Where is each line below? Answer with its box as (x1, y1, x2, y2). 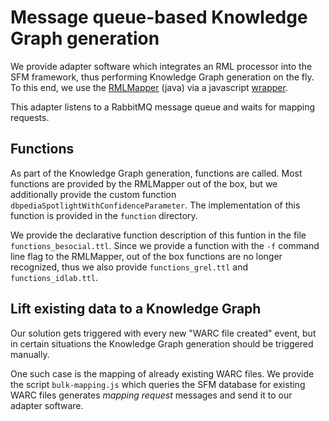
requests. (10, 111, 50, 123)
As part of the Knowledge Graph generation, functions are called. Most (10, 167, 303, 179)
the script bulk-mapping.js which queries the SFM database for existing (10, 378, 306, 390)
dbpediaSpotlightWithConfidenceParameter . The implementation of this (10, 199, 301, 211)
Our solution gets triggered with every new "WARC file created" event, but (10, 327, 317, 339)
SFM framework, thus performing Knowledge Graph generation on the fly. (10, 71, 315, 83)
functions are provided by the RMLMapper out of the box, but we (10, 177, 278, 190)
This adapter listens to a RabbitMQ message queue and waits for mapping (10, 101, 316, 113)
